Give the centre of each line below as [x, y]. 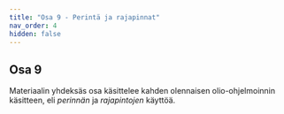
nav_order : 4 [33, 26]
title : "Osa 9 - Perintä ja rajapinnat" [85, 17]
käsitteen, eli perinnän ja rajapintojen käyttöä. [92, 100]
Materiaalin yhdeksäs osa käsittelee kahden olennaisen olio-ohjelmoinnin [142, 91]
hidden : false [35, 34]
